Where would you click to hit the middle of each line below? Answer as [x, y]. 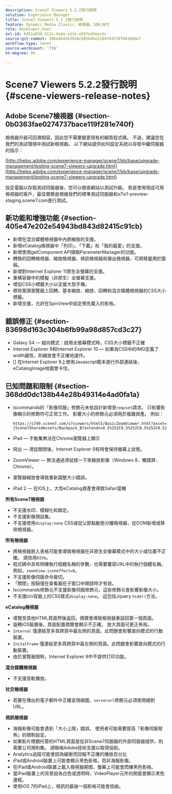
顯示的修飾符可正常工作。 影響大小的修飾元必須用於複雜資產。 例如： [91, 413]
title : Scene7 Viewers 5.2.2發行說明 [44, 20]
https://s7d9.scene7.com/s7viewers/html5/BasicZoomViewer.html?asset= [90, 423]
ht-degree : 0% [21, 53]
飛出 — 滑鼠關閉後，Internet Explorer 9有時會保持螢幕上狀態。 [79, 449]
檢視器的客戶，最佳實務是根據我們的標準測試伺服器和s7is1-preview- [77, 194]
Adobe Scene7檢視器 [39, 116]
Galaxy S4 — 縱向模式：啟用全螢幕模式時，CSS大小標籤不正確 [79, 343]
